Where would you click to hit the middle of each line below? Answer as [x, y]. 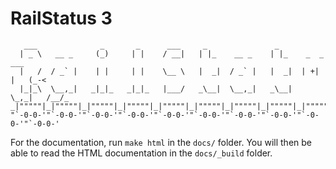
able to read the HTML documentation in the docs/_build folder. [141, 153]
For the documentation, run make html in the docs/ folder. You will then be [161, 142]
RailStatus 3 [61, 18]
